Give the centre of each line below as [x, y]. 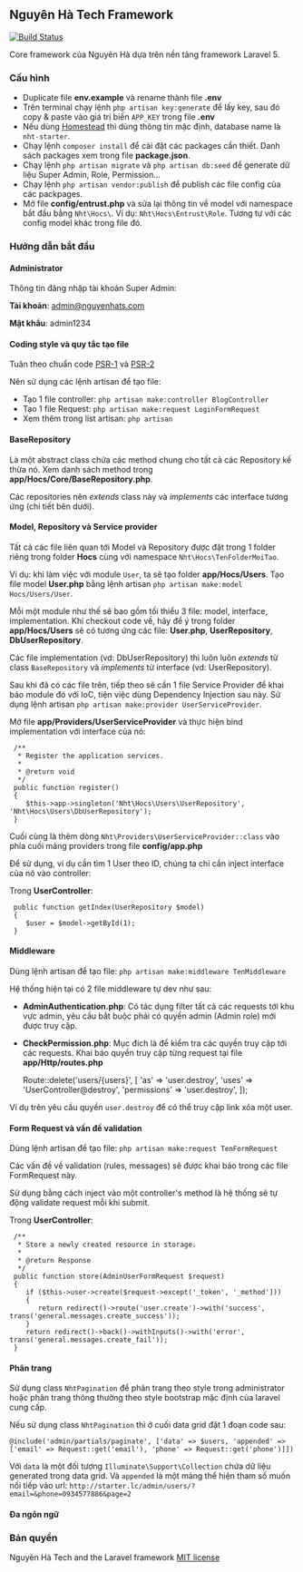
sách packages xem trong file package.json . [106, 156]
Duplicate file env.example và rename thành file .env [122, 98]
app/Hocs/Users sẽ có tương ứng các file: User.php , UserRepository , [141, 630]
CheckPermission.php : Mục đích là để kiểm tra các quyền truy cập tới [155, 1043]
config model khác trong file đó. [82, 223]
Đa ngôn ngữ [34, 1515]
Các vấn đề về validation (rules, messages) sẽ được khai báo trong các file [149, 1166]
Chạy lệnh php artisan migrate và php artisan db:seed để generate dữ [156, 165]
